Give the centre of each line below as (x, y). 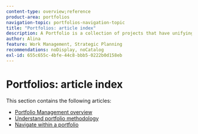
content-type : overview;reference (49, 11)
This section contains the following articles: (59, 101)
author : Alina (24, 39)
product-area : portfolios (38, 17)
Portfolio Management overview (53, 112)
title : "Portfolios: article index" (51, 28)
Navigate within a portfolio (47, 125)
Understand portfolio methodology (57, 118)
